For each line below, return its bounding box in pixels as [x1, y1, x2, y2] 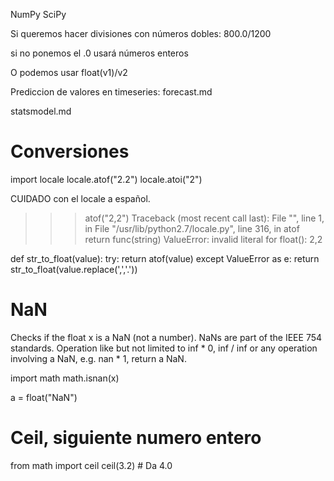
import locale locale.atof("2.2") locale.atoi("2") [10, 173, 203, 185]
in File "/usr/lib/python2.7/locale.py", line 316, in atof [84, 222, 300, 234]
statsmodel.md [10, 105, 72, 117]
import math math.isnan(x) [10, 372, 120, 384]
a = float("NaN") [10, 391, 78, 403]
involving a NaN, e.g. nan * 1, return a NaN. [10, 352, 187, 364]
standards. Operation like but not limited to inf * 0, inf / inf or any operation [10, 342, 318, 354]
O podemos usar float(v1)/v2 [10, 67, 128, 78]
